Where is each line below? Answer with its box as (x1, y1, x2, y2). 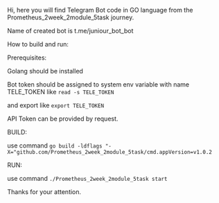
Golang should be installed (7, 67, 83, 75)
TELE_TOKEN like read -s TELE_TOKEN (7, 88, 114, 96)
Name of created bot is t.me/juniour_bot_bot (7, 27, 134, 35)
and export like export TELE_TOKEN (7, 101, 105, 109)
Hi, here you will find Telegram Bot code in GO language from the (7, 6, 193, 14)
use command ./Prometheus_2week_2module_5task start (7, 175, 168, 182)
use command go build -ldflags (7, 141, 103, 150)
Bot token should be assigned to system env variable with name (7, 80, 189, 89)
